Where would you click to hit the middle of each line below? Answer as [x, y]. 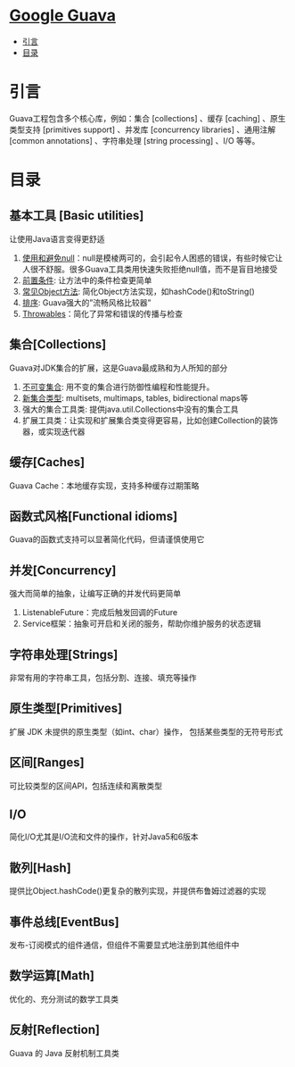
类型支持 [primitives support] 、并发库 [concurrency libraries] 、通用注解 [143, 129]
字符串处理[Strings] [64, 654]
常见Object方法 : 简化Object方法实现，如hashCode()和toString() [139, 291]
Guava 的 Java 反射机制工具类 [65, 1053]
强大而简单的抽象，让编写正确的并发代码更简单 [95, 594]
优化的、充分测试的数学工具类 [64, 999]
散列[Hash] [40, 867]
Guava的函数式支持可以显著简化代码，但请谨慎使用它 [107, 539]
